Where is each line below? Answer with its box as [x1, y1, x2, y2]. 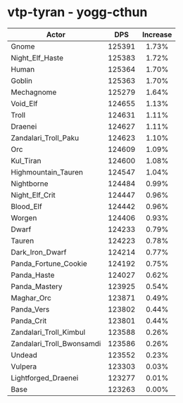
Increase [141, 30, 172, 39]
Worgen [11, 212, 37, 222]
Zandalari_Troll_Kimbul [11, 327, 86, 337]
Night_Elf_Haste [11, 53, 64, 63]
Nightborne [11, 179, 49, 188]
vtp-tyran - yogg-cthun [7, 4, 148, 20]
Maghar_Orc [11, 293, 51, 302]
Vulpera [11, 362, 37, 371]
